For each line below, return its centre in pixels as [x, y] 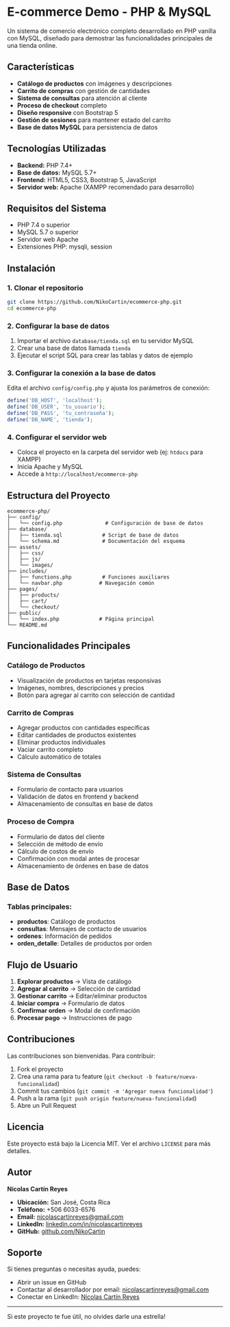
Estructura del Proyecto [59, 495]
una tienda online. [33, 45]
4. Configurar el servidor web [57, 437]
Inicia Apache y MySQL [50, 467]
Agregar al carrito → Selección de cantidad [78, 989]
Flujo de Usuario [42, 965]
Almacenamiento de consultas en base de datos [85, 804]
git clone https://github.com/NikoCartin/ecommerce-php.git [95, 302]
